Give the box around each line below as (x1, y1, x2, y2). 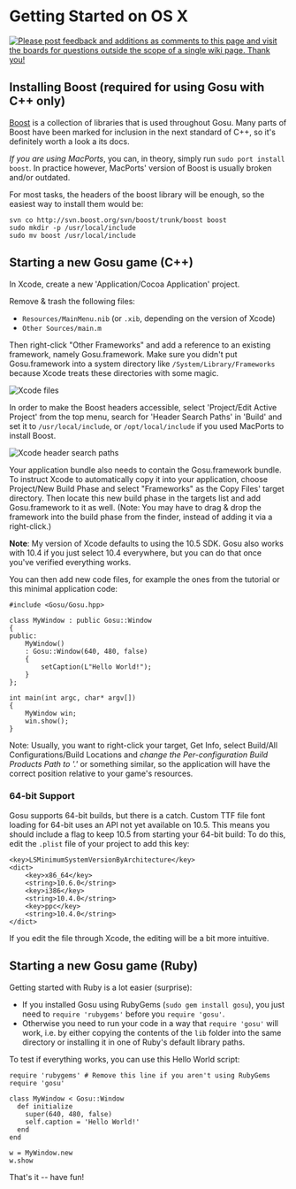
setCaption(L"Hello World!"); (41, 662, 152, 671)
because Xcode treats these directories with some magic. (9, 367, 219, 378)
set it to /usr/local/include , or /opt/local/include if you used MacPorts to (9, 420, 285, 431)
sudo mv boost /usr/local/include (9, 231, 137, 240)
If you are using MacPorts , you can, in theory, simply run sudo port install (9, 153, 285, 164)
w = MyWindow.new (9, 1148, 73, 1157)
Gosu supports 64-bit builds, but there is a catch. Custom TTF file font (9, 809, 266, 820)
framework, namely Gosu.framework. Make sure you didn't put (9, 349, 238, 359)
